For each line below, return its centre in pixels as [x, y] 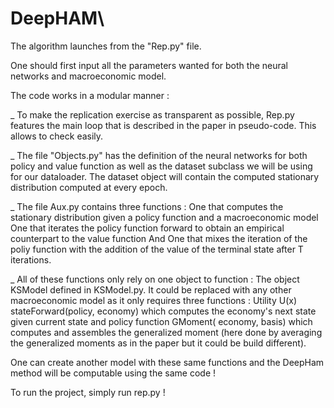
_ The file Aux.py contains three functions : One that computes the [147, 206]
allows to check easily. [57, 136]
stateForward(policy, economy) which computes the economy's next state [163, 311]
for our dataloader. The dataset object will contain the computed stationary [165, 176]
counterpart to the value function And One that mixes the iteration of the [159, 238]
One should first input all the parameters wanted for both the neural [149, 65]
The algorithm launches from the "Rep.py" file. [106, 46]
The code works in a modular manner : [90, 95]
